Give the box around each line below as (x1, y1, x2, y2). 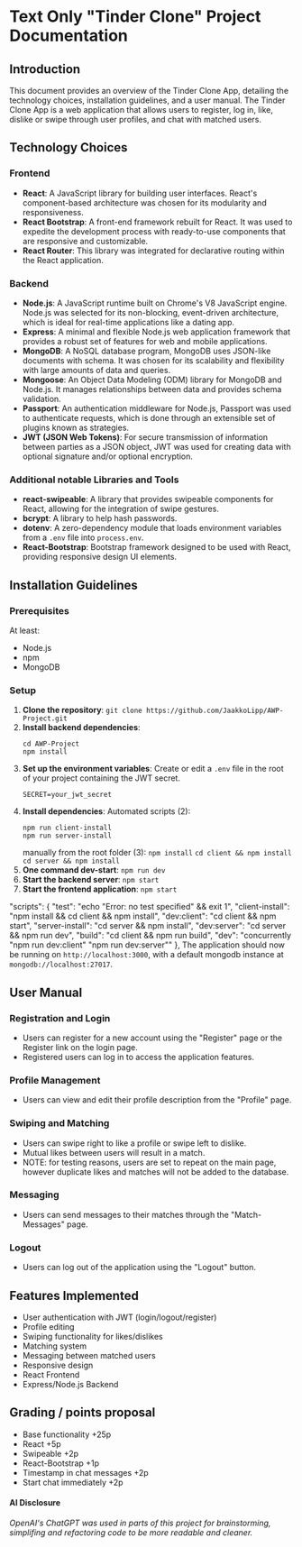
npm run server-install (22, 831, 113, 840)
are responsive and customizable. (22, 235, 149, 246)
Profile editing (22, 1321, 75, 1332)
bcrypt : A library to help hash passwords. (22, 513, 178, 524)
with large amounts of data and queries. (22, 364, 171, 375)
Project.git (22, 714, 68, 723)
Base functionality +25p (22, 1429, 112, 1440)
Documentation (9, 25, 129, 46)
